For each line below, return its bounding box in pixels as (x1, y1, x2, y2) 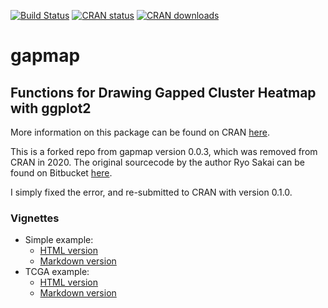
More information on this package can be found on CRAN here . (10, 126, 270, 138)
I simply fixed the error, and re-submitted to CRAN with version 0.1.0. (10, 186, 293, 198)
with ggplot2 (10, 100, 92, 117)
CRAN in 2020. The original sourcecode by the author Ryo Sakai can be (10, 156, 305, 168)
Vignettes (10, 211, 60, 225)
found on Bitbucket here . (10, 167, 113, 179)
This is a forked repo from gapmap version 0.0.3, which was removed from (10, 146, 318, 157)
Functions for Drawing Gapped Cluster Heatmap (10, 84, 317, 101)
